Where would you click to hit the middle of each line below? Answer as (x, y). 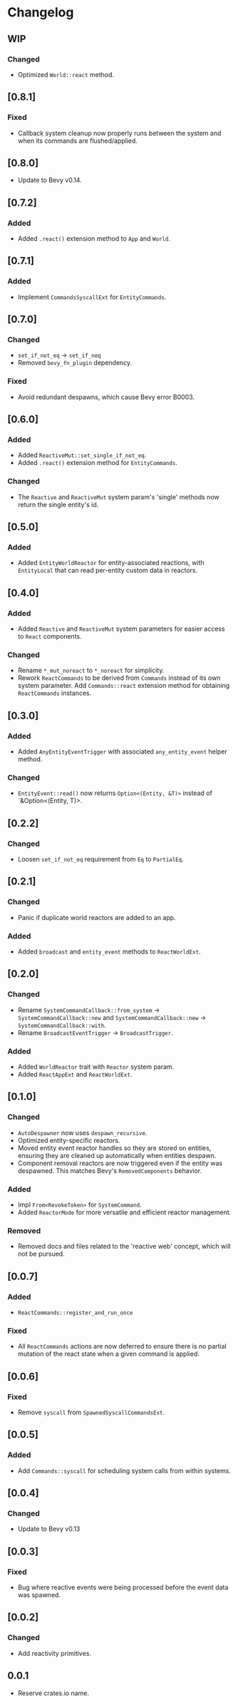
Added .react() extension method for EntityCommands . (98, 463)
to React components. (50, 636)
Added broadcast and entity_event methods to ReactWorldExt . (109, 952)
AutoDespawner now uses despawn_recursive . (82, 1132)
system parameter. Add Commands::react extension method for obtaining (124, 686)
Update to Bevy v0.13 (49, 1529)
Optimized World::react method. (66, 74)
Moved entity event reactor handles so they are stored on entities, (114, 1148)
